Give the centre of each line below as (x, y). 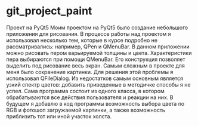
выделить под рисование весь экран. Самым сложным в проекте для (95, 65)
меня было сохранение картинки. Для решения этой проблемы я (90, 72)
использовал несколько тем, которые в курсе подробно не (82, 40)
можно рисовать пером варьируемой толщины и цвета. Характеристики (99, 53)
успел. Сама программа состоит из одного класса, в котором (86, 91)
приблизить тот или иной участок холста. (59, 116)
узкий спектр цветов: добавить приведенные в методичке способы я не (98, 84)
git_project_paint (49, 11)
